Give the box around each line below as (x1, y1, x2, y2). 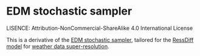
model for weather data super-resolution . (6, 43, 109, 50)
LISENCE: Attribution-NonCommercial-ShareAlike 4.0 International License (6, 24, 193, 32)
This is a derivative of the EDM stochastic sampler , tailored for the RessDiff (6, 36, 194, 43)
